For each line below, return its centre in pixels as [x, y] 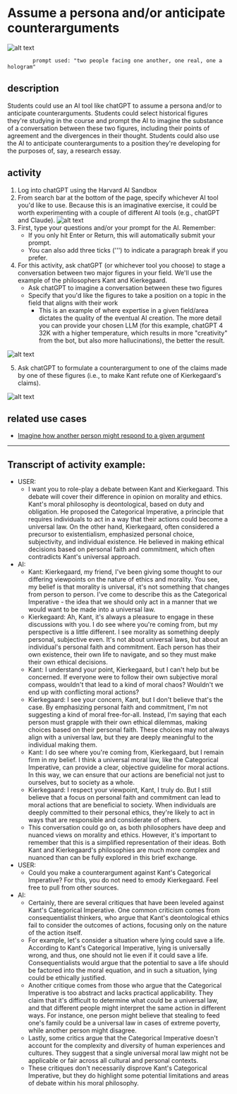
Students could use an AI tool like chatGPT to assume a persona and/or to [115, 105]
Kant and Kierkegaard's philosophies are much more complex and [124, 850]
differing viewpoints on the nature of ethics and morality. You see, [124, 580]
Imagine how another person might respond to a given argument [111, 436]
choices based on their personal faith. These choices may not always [129, 730]
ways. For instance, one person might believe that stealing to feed [124, 1015]
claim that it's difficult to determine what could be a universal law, [123, 1001]
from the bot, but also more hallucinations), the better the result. [132, 340]
